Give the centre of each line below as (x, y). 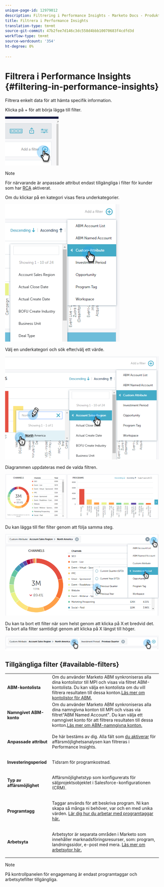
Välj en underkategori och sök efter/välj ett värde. (55, 349)
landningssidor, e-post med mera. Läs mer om (99, 845)
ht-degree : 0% (20, 46)
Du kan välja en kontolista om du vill (109, 687)
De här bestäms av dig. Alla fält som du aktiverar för (104, 736)
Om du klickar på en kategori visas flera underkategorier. (62, 197)
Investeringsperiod (27, 762)
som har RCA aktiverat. (28, 188)
